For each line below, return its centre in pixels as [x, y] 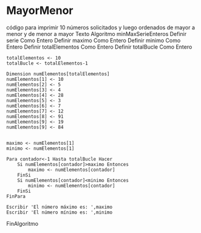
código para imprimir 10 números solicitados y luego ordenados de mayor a [101, 27]
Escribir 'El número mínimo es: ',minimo [60, 212]
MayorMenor [40, 11]
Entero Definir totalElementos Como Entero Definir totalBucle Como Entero [99, 47]
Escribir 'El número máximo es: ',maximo [60, 207]
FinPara [16, 196]
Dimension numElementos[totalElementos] [58, 74]
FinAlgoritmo [22, 223]
